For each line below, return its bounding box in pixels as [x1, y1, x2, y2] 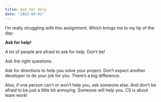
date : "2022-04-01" [5, 12, 45, 16]
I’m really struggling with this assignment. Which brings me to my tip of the [5, 25, 155, 30]
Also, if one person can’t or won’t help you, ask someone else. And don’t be [5, 82, 157, 87]
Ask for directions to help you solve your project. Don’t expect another [5, 67, 145, 73]
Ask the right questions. [5, 58, 53, 64]
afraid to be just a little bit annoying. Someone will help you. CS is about [5, 87, 148, 93]
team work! [5, 92, 28, 98]
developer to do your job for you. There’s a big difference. [5, 73, 120, 78]
